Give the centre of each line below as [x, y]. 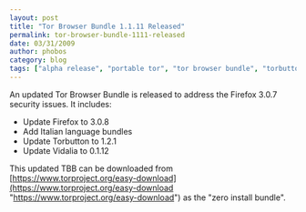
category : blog [38, 60]
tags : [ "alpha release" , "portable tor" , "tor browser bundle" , [134, 69]
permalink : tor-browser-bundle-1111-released [97, 35]
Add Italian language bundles [77, 131]
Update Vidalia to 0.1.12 [66, 150]
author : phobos [38, 52]
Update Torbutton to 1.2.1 [69, 141]
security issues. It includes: [61, 104]
